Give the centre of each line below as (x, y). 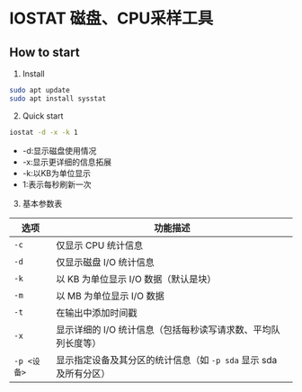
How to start (44, 52)
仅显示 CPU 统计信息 (99, 245)
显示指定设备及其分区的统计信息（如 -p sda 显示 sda (166, 360)
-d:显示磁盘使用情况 (59, 150)
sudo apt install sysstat (58, 98)
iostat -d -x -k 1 (44, 132)
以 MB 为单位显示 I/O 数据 (110, 296)
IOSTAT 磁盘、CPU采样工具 (111, 18)
